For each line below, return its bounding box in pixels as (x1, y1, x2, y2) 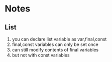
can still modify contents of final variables (12, 47, 99, 52)
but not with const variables (12, 52, 70, 58)
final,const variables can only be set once (12, 41, 98, 47)
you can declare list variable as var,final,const (12, 36, 107, 42)
